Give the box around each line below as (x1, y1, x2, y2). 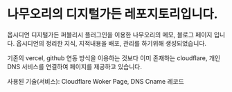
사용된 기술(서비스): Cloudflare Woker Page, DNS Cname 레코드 (7, 77, 185, 85)
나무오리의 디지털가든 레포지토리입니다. (7, 6, 218, 22)
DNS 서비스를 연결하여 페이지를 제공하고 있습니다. (7, 62, 142, 71)
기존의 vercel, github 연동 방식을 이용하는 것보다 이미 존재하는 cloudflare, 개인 (7, 53, 220, 62)
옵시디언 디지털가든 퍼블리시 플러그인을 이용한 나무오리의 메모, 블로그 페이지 (7, 30, 213, 39)
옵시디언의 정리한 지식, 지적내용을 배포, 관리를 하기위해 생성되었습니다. (16, 39, 206, 47)
